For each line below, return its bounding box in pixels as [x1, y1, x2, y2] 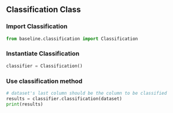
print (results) [6, 101, 44, 107]
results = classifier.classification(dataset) [6, 95, 122, 102]
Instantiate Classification [6, 49, 79, 58]
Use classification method [6, 77, 83, 85]
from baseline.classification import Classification [6, 35, 138, 42]
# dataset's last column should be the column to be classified [6, 91, 167, 97]
